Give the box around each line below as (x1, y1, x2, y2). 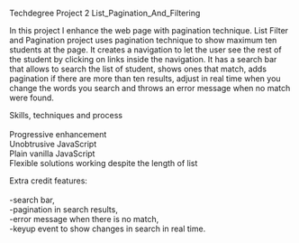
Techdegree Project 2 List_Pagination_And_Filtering (9, 8, 201, 18)
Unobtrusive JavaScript (9, 139, 97, 149)
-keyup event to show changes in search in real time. (9, 223, 206, 234)
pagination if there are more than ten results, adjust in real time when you (9, 73, 281, 84)
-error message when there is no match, (9, 214, 159, 224)
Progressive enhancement (9, 129, 107, 139)
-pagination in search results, (9, 204, 119, 215)
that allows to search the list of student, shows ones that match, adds (9, 63, 267, 74)
